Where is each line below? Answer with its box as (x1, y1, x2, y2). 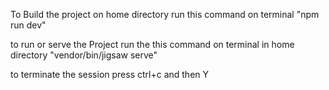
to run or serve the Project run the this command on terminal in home (10, 39, 295, 50)
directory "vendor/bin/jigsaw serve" (10, 49, 158, 61)
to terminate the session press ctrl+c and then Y (10, 69, 210, 80)
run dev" (10, 19, 47, 31)
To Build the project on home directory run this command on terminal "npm (10, 9, 320, 20)
